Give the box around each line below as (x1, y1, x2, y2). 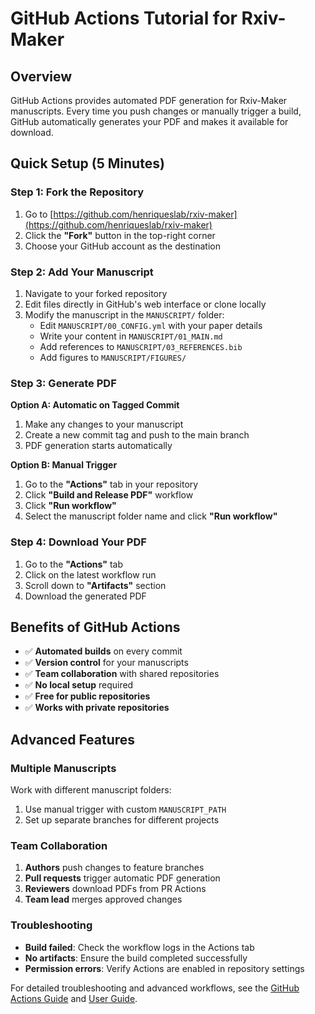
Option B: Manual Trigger (10, 459, 118, 471)
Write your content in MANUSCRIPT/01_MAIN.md (39, 330, 223, 342)
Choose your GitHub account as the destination (24, 240, 221, 252)
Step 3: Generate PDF (10, 376, 117, 390)
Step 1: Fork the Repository (10, 185, 145, 199)
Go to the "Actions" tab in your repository (24, 478, 199, 491)
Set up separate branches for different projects (24, 814, 220, 826)
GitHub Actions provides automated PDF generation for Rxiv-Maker (10, 95, 288, 106)
